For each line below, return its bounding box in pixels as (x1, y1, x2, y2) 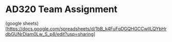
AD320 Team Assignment (5, 4, 118, 15)
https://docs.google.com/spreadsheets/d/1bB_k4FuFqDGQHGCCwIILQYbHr (7, 25, 167, 31)
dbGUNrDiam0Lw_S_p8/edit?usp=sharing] (5, 31, 96, 37)
